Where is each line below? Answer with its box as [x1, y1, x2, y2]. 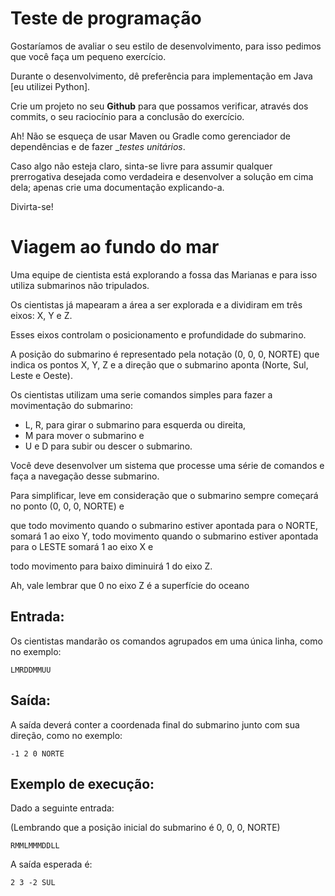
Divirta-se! [10, 200, 54, 212]
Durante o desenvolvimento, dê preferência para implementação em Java [10, 70, 313, 82]
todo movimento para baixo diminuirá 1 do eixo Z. [10, 560, 213, 572]
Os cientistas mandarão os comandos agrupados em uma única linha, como [10, 635, 323, 647]
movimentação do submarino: [10, 399, 133, 411]
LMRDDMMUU [10, 665, 52, 675]
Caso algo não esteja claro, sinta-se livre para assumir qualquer [10, 160, 273, 172]
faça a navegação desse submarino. [10, 470, 160, 482]
